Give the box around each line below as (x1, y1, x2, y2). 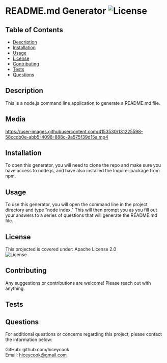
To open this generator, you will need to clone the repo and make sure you (5, 162, 161, 168)
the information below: (5, 336, 52, 343)
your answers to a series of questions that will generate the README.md (5, 212, 157, 218)
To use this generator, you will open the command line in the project (5, 201, 148, 208)
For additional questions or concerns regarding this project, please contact (5, 331, 162, 337)
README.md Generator (5, 5, 106, 17)
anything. (5, 285, 25, 291)
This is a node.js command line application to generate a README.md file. (5, 100, 160, 106)
